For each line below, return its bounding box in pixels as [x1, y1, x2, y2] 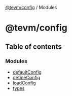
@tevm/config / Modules [5, 5, 57, 10]
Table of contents [5, 42, 62, 51]
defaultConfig [12, 69, 42, 75]
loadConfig [12, 80, 37, 86]
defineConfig [12, 74, 41, 80]
